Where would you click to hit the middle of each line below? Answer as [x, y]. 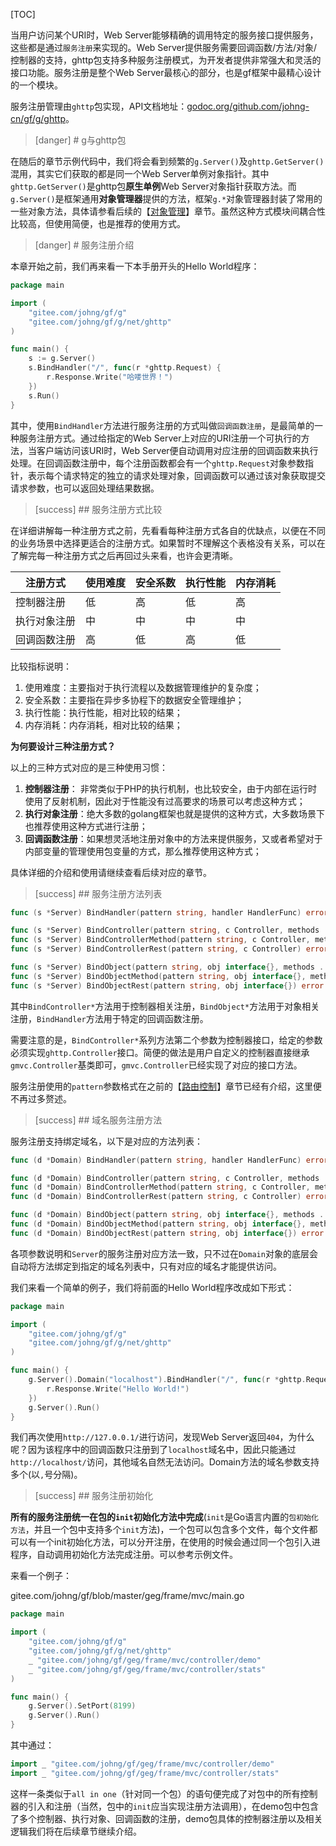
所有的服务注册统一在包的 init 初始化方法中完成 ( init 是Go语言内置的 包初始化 [164, 1517]
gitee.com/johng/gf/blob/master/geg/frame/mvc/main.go [127, 1596]
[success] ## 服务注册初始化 [94, 1496]
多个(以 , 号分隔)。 [46, 1475]
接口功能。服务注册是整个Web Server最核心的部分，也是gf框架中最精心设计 [166, 72]
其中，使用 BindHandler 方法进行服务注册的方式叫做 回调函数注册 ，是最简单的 [162, 425]
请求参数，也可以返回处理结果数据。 [85, 488]
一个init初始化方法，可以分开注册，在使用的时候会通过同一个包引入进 [178, 1542]
